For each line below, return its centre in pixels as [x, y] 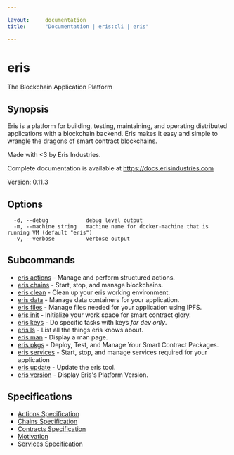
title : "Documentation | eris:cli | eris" [78, 26]
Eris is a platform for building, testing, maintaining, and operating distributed [117, 126]
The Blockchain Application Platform [60, 87]
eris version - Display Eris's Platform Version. [83, 375]
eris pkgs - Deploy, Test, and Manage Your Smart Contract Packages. [118, 344]
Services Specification [50, 444]
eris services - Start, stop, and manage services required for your [112, 352]
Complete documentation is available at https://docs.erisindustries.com [111, 168]
